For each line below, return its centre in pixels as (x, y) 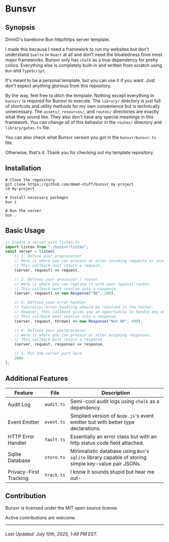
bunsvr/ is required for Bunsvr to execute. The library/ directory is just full (83, 101)
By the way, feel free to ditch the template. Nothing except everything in (80, 95)
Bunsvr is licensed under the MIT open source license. (62, 508)
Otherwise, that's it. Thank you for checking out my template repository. (80, 152)
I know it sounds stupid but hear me (112, 471)
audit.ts (55, 404)
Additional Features (37, 379)
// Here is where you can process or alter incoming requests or (84, 261)
